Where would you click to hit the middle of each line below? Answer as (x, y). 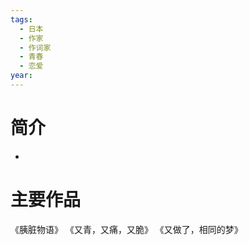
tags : (21, 19)
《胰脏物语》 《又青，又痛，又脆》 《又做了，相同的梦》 (126, 229)
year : (21, 76)
